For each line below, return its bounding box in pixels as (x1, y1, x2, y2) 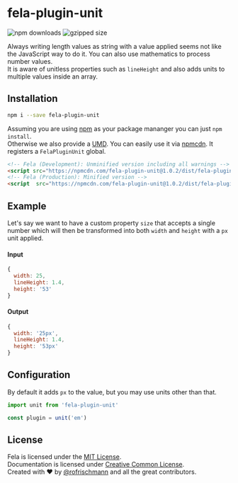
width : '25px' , (13, 329, 59, 337)
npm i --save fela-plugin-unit (7, 111, 100, 118)
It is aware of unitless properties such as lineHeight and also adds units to (7, 64, 225, 73)
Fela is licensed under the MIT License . (7, 453, 122, 461)
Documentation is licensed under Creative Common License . (7, 460, 185, 469)
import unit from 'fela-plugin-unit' (7, 402, 119, 409)
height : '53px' (13, 343, 59, 350)
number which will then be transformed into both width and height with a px (7, 226, 228, 234)
